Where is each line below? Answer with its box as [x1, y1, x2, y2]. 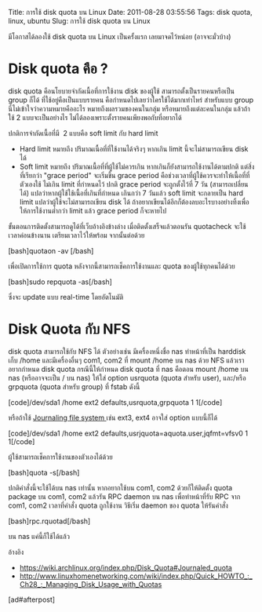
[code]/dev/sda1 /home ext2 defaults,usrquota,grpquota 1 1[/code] [8, 397, 223, 407]
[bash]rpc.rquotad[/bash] [8, 516, 91, 526]
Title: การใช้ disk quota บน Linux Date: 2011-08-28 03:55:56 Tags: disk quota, [8, 8, 253, 16]
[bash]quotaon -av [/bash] [8, 246, 94, 255]
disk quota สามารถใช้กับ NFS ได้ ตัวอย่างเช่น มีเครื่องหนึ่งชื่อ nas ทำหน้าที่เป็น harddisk [8, 346, 246, 356]
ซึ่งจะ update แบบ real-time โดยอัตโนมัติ [8, 292, 124, 301]
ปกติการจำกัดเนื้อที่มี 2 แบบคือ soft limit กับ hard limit [8, 128, 158, 137]
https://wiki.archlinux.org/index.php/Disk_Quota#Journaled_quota [19, 563, 233, 572]
